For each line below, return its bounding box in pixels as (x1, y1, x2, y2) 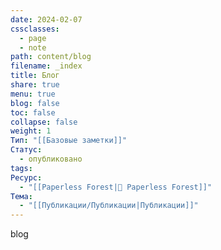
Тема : (10, 191, 33, 201)
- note (19, 42, 47, 53)
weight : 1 (10, 126, 52, 136)
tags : (10, 163, 33, 173)
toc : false (10, 107, 56, 118)
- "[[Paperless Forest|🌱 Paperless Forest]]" (19, 182, 213, 192)
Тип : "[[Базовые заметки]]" (10, 136, 128, 146)
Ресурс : (10, 172, 43, 183)
